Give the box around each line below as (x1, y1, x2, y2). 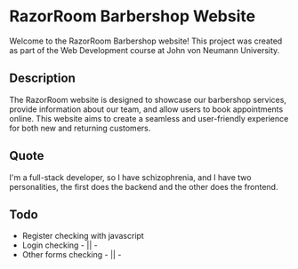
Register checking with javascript (21, 231, 144, 241)
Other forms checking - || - (21, 249, 122, 260)
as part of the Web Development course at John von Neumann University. (9, 44, 280, 55)
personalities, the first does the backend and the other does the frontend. (9, 181, 278, 192)
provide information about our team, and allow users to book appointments (9, 104, 284, 115)
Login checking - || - (21, 240, 98, 250)
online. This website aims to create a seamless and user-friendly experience (9, 113, 289, 123)
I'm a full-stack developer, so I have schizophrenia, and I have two (9, 171, 252, 183)
